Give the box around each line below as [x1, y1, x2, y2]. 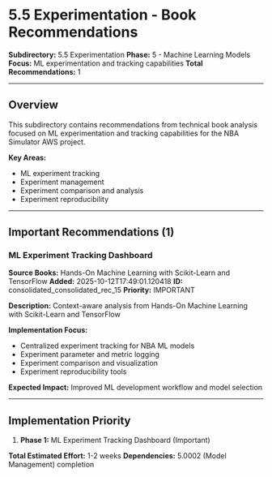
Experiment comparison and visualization [19, 359, 159, 368]
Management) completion [8, 460, 95, 470]
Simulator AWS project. [8, 136, 86, 147]
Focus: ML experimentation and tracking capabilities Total [8, 58, 204, 68]
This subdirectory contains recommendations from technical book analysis [8, 119, 257, 129]
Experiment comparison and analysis [19, 185, 144, 196]
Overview [8, 98, 59, 112]
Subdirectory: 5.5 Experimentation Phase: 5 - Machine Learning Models [8, 49, 251, 59]
